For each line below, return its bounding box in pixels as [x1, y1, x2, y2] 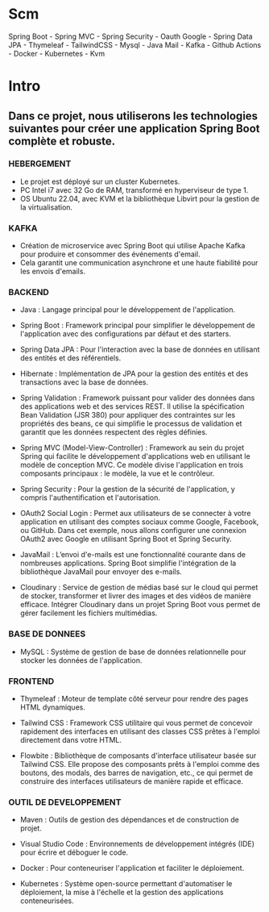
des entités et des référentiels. [19, 353, 122, 363]
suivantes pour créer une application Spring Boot [8, 122, 260, 135]
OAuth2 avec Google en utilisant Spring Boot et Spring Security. [19, 534, 232, 544]
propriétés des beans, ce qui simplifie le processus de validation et [19, 419, 242, 428]
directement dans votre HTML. [19, 735, 122, 744]
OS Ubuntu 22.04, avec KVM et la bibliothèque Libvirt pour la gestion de [19, 194, 260, 203]
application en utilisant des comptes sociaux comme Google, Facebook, [19, 517, 259, 527]
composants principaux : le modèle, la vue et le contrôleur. [19, 468, 215, 478]
